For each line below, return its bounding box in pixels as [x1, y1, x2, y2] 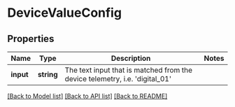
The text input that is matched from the [64, 65, 193, 75]
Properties [7, 33, 55, 45]
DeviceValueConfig [7, 5, 122, 21]
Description [111, 54, 151, 63]
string [37, 70, 58, 79]
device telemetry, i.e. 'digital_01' [64, 74, 171, 83]
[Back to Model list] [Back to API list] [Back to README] [7, 92, 168, 100]
